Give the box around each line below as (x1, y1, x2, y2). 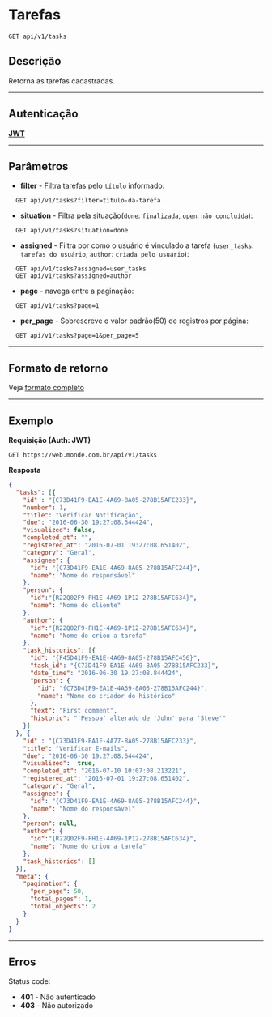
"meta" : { (15, 872, 49, 880)
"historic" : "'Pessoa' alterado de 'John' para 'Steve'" (29, 714, 227, 722)
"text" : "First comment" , (29, 707, 117, 715)
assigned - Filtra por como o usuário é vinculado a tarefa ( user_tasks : (19, 240, 254, 250)
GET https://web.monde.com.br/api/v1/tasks (8, 451, 158, 459)
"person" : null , (23, 819, 79, 828)
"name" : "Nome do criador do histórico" (37, 691, 176, 700)
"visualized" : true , (23, 760, 96, 768)
